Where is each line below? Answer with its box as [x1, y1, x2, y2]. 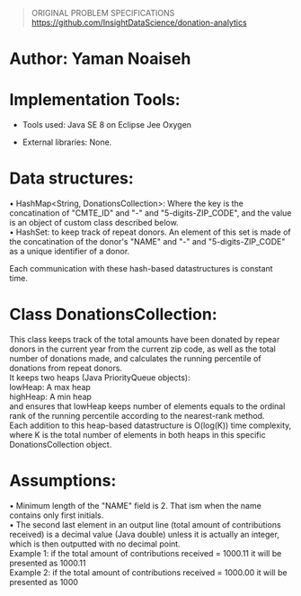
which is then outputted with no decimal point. [9, 538, 181, 549]
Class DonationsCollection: [9, 305, 217, 325]
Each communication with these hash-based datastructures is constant [9, 263, 273, 274]
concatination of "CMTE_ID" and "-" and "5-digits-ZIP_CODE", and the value [9, 208, 292, 218]
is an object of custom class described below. [9, 218, 179, 228]
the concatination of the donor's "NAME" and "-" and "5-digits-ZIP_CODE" [9, 236, 286, 247]
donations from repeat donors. [9, 363, 123, 373]
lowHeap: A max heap [9, 382, 92, 392]
